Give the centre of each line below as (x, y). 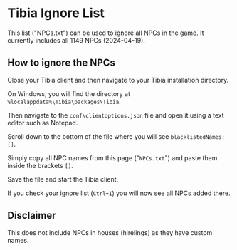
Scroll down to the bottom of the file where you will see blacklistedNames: (116, 136)
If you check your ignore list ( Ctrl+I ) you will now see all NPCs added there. (119, 193)
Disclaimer (32, 215)
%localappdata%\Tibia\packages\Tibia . (64, 101)
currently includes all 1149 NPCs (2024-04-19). (77, 40)
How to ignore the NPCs (62, 63)
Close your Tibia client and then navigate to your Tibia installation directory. (118, 80)
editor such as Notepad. (43, 123)
